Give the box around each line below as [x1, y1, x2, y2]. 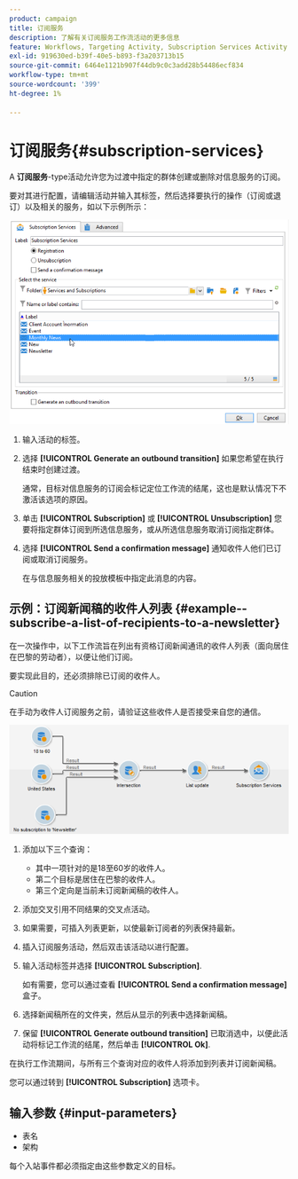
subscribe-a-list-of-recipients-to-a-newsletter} [9, 616, 281, 631]
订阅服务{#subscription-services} [9, 140, 264, 161]
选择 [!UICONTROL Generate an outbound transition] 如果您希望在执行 [21, 453, 284, 464]
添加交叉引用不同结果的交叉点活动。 [21, 904, 155, 915]
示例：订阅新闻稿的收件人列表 [9, 601, 173, 617]
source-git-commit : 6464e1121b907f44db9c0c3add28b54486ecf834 [9, 61, 244, 70]
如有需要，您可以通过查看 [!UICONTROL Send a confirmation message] [21, 979, 287, 990]
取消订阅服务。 [37, 554, 93, 565]
